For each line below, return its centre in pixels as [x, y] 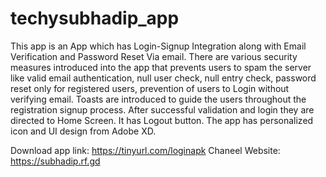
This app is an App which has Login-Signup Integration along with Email [158, 46]
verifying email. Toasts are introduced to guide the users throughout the [158, 99]
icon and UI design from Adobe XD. [83, 131]
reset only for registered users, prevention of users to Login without [150, 88]
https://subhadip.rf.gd [55, 161]
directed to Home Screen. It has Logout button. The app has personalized [162, 120]
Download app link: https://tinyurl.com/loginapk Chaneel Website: [145, 150]
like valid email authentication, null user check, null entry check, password [163, 78]
